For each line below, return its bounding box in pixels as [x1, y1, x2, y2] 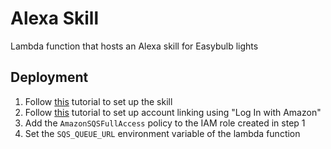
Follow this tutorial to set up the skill [24, 95, 173, 107]
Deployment [10, 69, 89, 86]
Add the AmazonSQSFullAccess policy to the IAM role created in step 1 [24, 117, 306, 129]
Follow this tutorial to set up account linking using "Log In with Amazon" [24, 106, 322, 118]
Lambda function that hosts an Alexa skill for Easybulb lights [10, 40, 259, 52]
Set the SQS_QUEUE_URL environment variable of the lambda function [24, 127, 301, 139]
